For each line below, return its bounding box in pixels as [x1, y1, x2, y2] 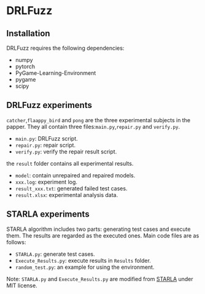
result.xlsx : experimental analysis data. [15, 191, 118, 198]
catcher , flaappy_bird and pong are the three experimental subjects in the [6, 116, 191, 123]
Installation [6, 28, 50, 39]
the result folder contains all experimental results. [6, 160, 134, 167]
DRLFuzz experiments [6, 100, 92, 110]
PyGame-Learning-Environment [15, 69, 96, 77]
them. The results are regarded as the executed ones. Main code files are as [6, 231, 199, 239]
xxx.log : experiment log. [15, 178, 78, 185]
